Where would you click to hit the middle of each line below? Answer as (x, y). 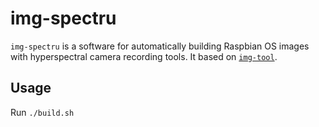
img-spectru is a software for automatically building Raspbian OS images (160, 46)
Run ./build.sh (42, 112)
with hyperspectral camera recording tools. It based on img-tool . (144, 56)
